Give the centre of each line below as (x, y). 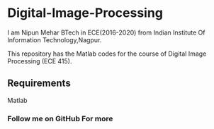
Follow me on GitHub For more (60, 118)
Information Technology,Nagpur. (55, 39)
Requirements (39, 84)
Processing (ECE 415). (40, 61)
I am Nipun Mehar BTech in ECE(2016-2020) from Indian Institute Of (106, 32)
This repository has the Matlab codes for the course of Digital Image (107, 54)
